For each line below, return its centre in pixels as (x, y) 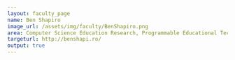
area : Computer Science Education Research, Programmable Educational (112, 33)
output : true (26, 46)
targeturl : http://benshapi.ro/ (54, 39)
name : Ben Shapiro (34, 20)
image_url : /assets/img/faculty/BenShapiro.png (78, 26)
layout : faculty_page (39, 13)
